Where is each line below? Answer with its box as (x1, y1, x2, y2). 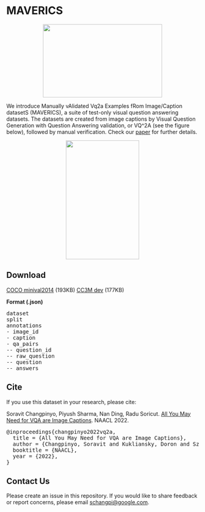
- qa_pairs (6, 340, 39, 347)
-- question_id (6, 346, 52, 354)
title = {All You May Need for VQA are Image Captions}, (12, 434, 187, 441)
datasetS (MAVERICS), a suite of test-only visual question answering (6, 108, 179, 116)
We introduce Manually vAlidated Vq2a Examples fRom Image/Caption (6, 102, 183, 110)
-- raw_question (6, 352, 55, 360)
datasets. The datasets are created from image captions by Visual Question (6, 115, 196, 123)
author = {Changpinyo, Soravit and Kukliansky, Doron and (12, 440, 190, 447)
